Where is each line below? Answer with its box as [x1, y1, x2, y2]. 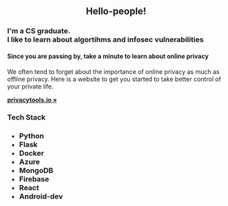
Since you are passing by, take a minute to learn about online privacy [7, 52, 209, 60]
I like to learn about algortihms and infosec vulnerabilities [7, 35, 204, 44]
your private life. [7, 82, 54, 91]
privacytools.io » [7, 95, 57, 104]
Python [19, 131, 45, 141]
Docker [19, 149, 44, 158]
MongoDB [19, 166, 54, 176]
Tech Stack [7, 113, 46, 122]
